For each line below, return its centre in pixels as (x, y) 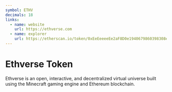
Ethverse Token (39, 64)
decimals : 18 (19, 15)
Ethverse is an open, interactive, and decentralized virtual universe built (81, 78)
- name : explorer (28, 34)
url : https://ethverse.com (43, 29)
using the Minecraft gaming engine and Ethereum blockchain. (70, 84)
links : (12, 20)
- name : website (27, 24)
